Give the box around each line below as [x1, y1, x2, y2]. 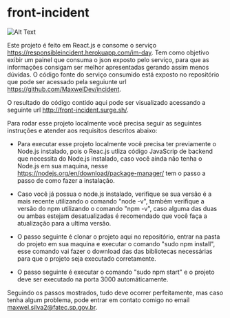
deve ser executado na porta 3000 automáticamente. [17, 275, 169, 284]
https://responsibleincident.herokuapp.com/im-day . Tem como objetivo [7, 48, 209, 57]
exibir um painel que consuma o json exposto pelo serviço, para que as [7, 55, 209, 63]
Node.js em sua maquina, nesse [17, 161, 108, 170]
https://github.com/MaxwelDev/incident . [7, 85, 122, 93]
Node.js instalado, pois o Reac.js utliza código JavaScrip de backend [17, 147, 213, 155]
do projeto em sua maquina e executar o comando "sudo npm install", [17, 239, 216, 248]
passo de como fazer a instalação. [17, 176, 115, 184]
